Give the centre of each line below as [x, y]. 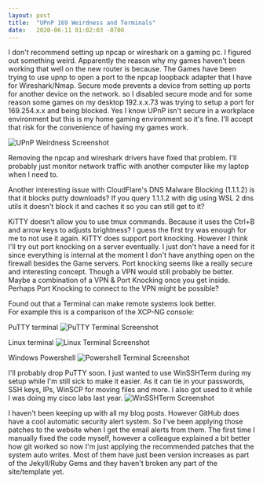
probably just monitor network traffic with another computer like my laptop [129, 167]
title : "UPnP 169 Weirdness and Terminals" [82, 23]
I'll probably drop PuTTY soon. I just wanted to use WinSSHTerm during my [130, 373]
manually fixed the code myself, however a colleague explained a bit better [129, 438]
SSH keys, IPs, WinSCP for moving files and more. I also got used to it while [130, 390]
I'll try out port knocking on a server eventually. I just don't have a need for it [131, 247]
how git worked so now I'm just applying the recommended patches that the [131, 447]
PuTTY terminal [33, 328]
